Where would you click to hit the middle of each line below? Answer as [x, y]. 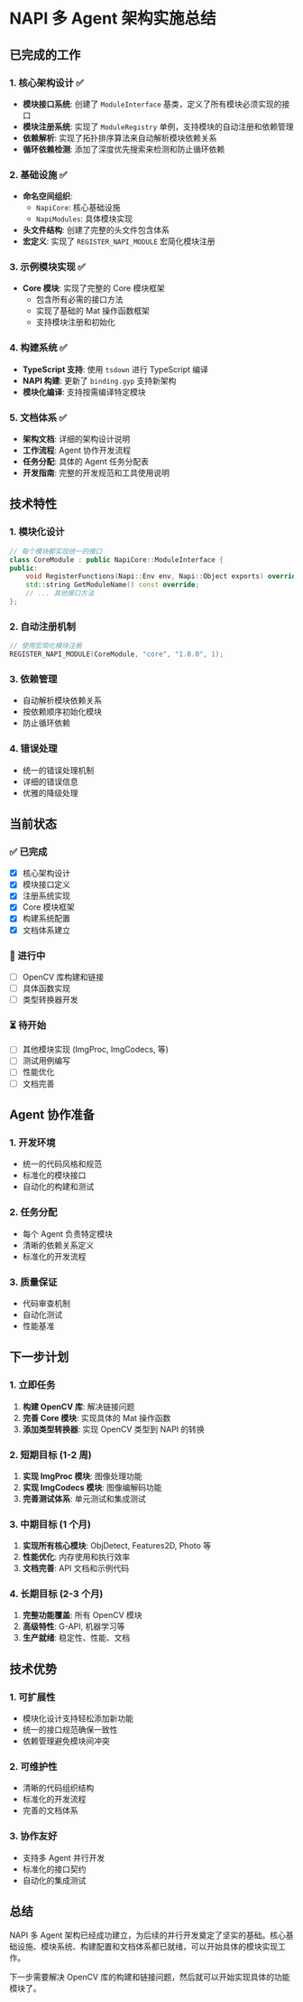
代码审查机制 [46, 1303]
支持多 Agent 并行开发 [64, 1857]
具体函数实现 [46, 988]
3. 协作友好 [33, 1837]
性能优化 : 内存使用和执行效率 [76, 1557]
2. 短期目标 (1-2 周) [50, 1455]
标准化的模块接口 [54, 1175]
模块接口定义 [46, 884]
